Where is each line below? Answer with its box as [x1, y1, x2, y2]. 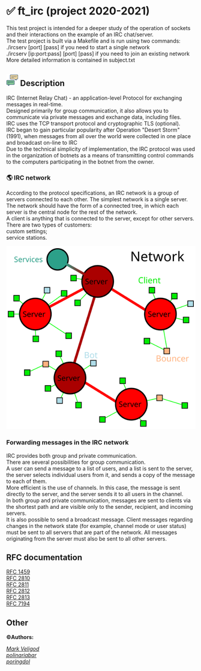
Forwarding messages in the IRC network [6, 439, 129, 447]
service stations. [6, 234, 47, 241]
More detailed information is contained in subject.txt [6, 56, 136, 64]
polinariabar [6, 652, 37, 659]
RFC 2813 [6, 594, 30, 601]
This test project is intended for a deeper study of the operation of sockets [6, 24, 191, 31]
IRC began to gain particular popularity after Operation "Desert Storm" [6, 126, 180, 133]
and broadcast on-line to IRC [6, 139, 78, 146]
